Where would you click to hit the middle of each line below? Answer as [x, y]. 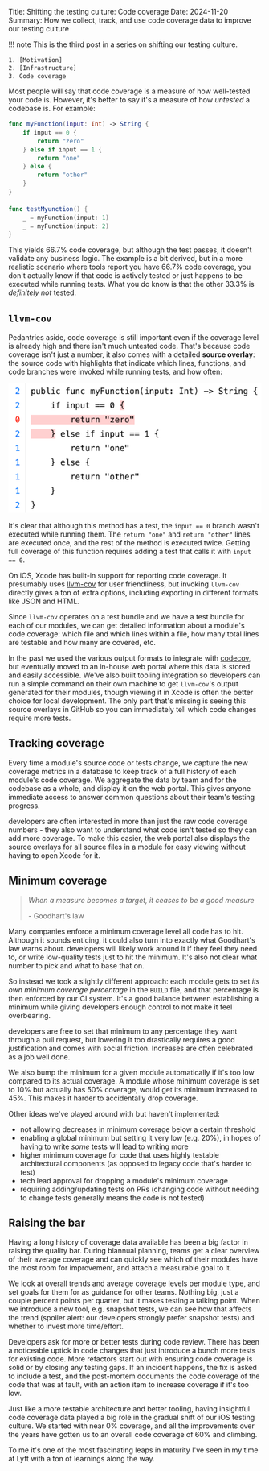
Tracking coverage [56, 743]
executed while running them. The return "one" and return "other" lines [129, 534]
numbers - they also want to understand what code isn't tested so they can [132, 830]
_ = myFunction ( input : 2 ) [66, 226]
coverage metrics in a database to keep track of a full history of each [122, 771]
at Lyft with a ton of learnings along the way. [82, 1459]
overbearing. [29, 1015]
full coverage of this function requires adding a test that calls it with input [130, 551]
